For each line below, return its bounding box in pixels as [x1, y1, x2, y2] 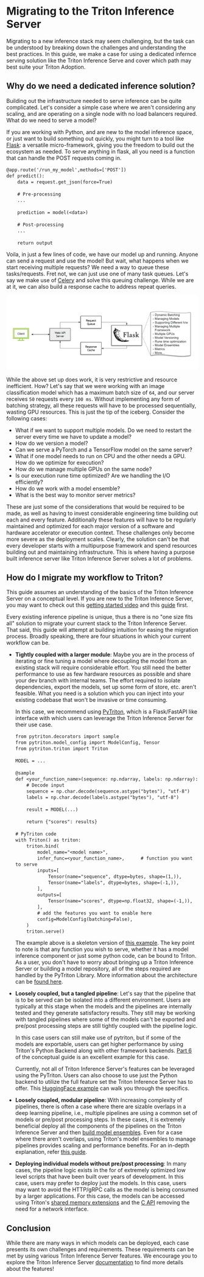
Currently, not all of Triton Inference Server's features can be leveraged [15, 1065, 195, 1073]
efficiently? [15, 478, 44, 486]
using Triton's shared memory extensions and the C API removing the [15, 1199, 190, 1206]
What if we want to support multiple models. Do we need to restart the [15, 426, 192, 434]
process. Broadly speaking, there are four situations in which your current [6, 632, 191, 640]
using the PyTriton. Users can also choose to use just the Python [15, 1072, 178, 1079]
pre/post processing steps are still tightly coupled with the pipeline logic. [15, 1022, 198, 1030]
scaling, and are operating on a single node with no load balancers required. [6, 110, 198, 117]
